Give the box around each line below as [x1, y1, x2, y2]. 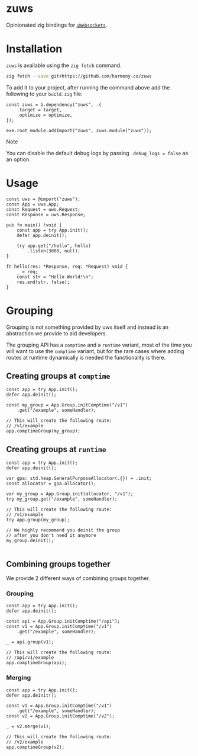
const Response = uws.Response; [6, 212, 86, 217]
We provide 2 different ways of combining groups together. [6, 575, 150, 582]
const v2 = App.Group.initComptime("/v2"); [6, 713, 115, 719]
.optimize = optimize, [17, 112, 73, 118]
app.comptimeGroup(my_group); [6, 428, 81, 434]
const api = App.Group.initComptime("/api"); [6, 619, 120, 624]
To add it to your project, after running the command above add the [6, 84, 170, 91]
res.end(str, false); [17, 279, 70, 285]
